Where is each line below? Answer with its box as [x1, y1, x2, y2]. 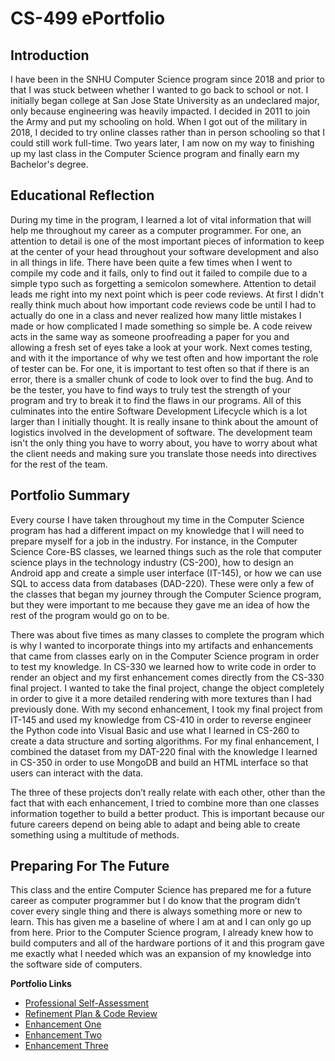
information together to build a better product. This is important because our [10, 807, 325, 819]
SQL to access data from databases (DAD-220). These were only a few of [10, 577, 315, 589]
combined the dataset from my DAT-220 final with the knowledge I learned [10, 745, 318, 757]
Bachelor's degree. [10, 158, 89, 170]
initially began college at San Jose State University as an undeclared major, [10, 95, 320, 106]
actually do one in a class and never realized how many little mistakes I [10, 309, 302, 321]
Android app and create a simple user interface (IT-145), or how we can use [10, 567, 322, 579]
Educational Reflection [10, 187, 155, 204]
